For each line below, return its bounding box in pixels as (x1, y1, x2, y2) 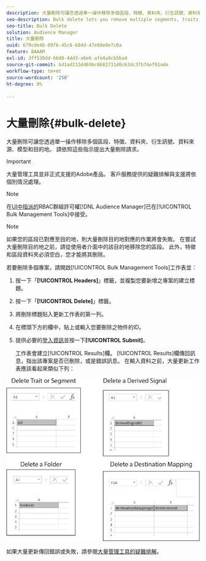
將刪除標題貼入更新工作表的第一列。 (15, 311, 107, 318)
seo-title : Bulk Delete (6, 23, 67, 29)
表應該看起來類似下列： (15, 365, 75, 372)
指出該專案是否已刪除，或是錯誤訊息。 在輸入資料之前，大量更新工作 (26, 357, 200, 364)
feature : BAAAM (6, 49, 45, 55)
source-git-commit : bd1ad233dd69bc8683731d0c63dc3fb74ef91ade (6, 61, 169, 67)
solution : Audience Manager (6, 29, 78, 36)
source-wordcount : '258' (6, 74, 70, 81)
